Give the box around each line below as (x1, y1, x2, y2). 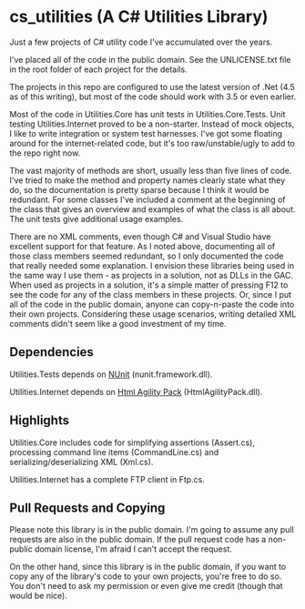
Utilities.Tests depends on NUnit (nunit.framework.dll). (9, 369, 213, 380)
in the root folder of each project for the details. (9, 64, 188, 75)
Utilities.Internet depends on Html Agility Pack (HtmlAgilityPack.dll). (9, 386, 263, 397)
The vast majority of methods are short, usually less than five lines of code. (9, 165, 292, 176)
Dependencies (9, 344, 94, 360)
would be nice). (9, 590, 68, 602)
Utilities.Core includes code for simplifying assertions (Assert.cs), (9, 437, 255, 448)
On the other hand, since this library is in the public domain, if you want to (9, 562, 287, 573)
